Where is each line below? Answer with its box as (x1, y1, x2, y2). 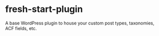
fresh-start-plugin (5, 3, 83, 15)
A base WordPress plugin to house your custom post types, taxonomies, (5, 20, 154, 26)
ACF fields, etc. (5, 25, 37, 31)
